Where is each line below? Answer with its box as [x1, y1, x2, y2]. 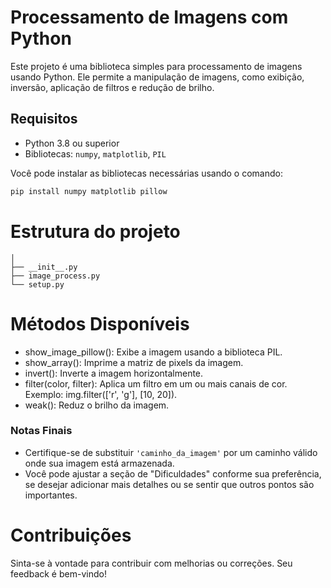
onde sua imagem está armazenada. [24, 457, 175, 469]
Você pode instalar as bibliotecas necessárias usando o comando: [10, 167, 283, 179]
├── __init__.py [10, 262, 78, 272]
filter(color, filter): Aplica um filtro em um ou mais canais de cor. [24, 377, 288, 390]
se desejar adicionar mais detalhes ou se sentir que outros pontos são [24, 478, 315, 490]
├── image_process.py [10, 271, 101, 281]
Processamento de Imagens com [10, 6, 289, 29]
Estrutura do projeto [10, 220, 181, 243]
